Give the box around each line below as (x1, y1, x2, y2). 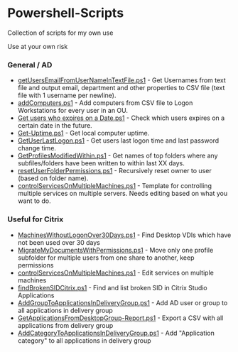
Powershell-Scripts (7, 5, 124, 21)
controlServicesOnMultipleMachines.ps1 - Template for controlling (17, 182, 212, 190)
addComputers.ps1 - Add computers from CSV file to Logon (17, 99, 193, 107)
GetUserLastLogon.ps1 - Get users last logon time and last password (17, 136, 220, 145)
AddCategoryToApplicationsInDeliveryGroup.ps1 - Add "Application (17, 329, 215, 337)
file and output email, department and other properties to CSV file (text (17, 84, 225, 92)
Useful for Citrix (7, 214, 64, 224)
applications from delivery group (17, 321, 114, 329)
